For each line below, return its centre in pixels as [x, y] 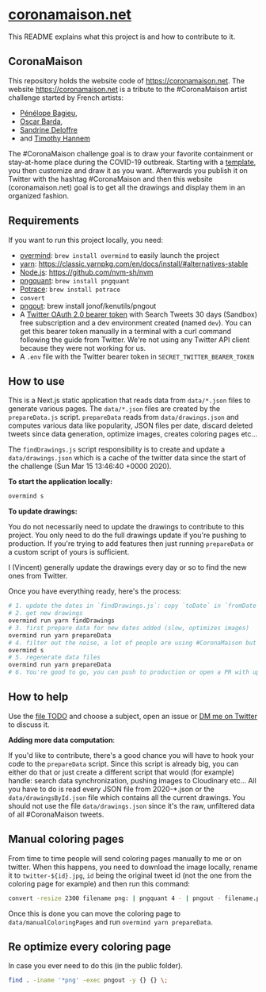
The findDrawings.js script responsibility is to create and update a [117, 449]
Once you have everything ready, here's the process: [95, 591]
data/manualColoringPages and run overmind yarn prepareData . [111, 921]
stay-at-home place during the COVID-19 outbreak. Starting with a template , [132, 162]
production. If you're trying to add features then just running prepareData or [131, 544]
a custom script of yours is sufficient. [69, 552]
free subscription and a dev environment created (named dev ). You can [135, 322]
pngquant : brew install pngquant [75, 280]
